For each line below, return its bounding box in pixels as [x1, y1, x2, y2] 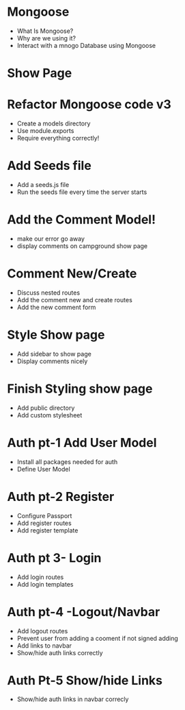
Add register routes [16, 519, 72, 527]
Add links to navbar [16, 641, 72, 650]
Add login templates [16, 580, 74, 588]
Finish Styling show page [7, 381, 153, 396]
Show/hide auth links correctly [16, 648, 104, 657]
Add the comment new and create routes [16, 295, 133, 304]
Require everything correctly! [16, 134, 100, 143]
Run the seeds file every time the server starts [16, 188, 147, 196]
